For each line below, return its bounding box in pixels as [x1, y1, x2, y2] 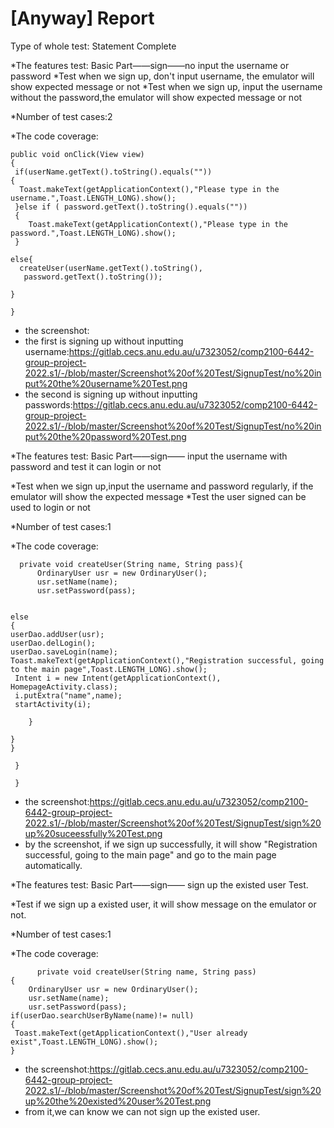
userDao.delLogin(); [10, 638, 97, 648]
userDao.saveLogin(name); [10, 647, 118, 657]
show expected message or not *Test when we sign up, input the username [10, 80, 323, 92]
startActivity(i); [14, 699, 92, 709]
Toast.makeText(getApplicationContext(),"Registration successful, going [10, 655, 325, 666]
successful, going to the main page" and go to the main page [24, 848, 277, 861]
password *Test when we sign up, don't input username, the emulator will [10, 70, 315, 82]
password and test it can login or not [10, 460, 162, 472]
